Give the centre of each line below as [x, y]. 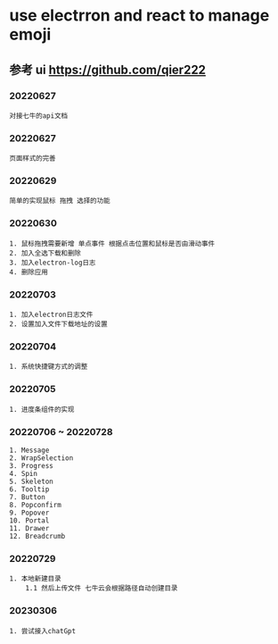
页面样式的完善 [33, 159]
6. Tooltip [29, 489]
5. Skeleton [31, 481]
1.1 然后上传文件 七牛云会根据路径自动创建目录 [102, 589]
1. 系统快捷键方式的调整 [49, 367]
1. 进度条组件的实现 [42, 409]
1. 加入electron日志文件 [51, 315]
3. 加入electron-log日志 [53, 263]
